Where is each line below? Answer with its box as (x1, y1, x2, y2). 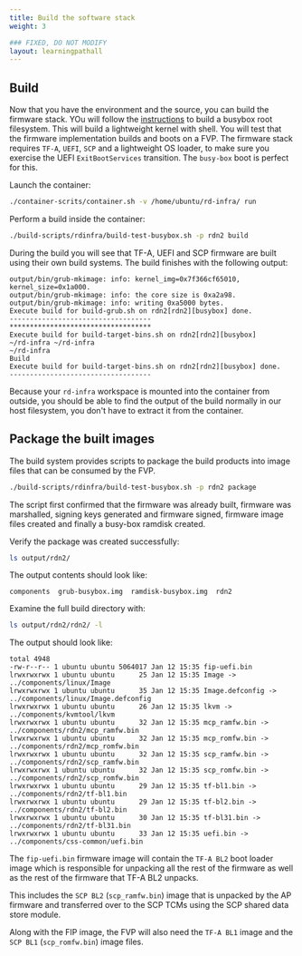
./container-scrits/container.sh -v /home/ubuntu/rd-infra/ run (9, 197, 257, 207)
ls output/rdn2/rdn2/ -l (9, 620, 103, 630)
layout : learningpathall (9, 46, 103, 55)
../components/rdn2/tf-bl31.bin (9, 822, 131, 831)
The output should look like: (9, 637, 113, 649)
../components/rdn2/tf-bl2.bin (9, 805, 127, 815)
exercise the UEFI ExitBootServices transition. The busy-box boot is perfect (9, 152, 289, 163)
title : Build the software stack (9, 13, 136, 23)
